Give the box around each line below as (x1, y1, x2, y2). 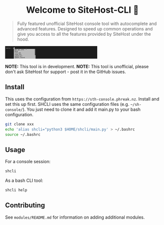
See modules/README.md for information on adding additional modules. (5, 214, 145, 220)
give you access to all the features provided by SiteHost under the (17, 31, 151, 37)
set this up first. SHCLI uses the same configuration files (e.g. (5, 101, 130, 107)
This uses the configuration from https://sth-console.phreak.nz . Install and (5, 96, 160, 102)
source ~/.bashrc (5, 132, 41, 137)
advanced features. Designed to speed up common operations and (17, 25, 153, 31)
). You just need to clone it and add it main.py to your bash (23, 106, 141, 112)
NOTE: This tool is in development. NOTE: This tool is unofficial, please (5, 63, 149, 69)
